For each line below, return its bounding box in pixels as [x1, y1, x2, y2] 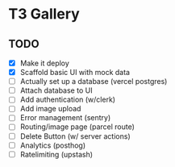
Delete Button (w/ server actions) [19, 131, 131, 141]
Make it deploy [19, 58, 70, 68]
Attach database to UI [19, 86, 93, 95]
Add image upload [19, 104, 81, 114]
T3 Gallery [8, 5, 81, 23]
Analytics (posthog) [19, 140, 86, 150]
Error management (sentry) [19, 113, 111, 123]
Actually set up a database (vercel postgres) [19, 77, 168, 86]
